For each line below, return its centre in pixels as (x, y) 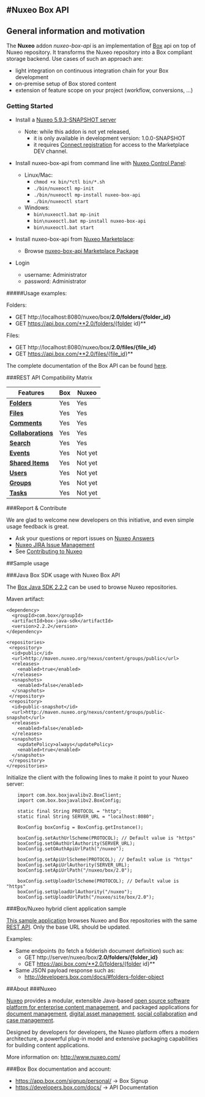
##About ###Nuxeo (32, 988)
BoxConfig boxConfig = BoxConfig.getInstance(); (80, 827)
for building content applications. (48, 1045)
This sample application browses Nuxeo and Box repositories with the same (102, 920)
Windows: (37, 207)
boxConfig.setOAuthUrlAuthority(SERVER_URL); (76, 843)
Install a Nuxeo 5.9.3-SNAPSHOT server (65, 120)
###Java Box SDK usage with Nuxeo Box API (63, 575)
